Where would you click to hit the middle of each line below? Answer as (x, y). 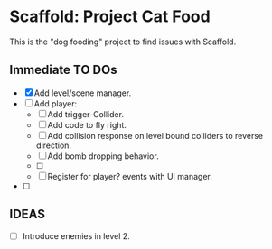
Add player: (56, 103)
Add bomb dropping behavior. (103, 156)
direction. (54, 145)
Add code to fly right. (87, 124)
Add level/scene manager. (83, 93)
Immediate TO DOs (63, 70)
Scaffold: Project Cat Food (110, 17)
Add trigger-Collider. (86, 114)
